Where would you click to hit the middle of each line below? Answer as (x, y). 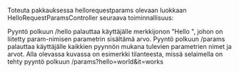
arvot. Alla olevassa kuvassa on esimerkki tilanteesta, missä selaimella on (115, 54)
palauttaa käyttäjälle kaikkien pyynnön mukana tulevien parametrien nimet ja (119, 46)
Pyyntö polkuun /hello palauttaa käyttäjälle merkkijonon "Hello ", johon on (115, 32)
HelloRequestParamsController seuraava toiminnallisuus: (91, 18)
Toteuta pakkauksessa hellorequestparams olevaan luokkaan (97, 10)
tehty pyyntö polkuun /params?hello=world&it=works (86, 62)
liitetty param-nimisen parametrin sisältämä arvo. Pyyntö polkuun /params (116, 39)
